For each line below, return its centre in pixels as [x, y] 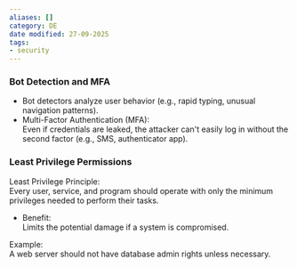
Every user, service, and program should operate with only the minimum [141, 191]
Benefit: [36, 217]
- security [29, 51]
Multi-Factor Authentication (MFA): [85, 120]
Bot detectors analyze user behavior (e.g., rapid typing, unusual [139, 101]
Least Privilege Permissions [71, 162]
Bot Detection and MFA [60, 82]
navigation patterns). [60, 110]
